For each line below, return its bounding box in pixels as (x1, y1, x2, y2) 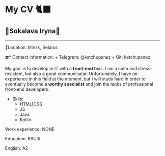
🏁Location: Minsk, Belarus (5, 45, 58, 50)
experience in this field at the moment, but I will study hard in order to (5, 76, 146, 81)
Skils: (12, 96, 24, 102)
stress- (138, 66, 153, 71)
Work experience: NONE (5, 126, 55, 132)
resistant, (5, 71, 24, 77)
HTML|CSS (19, 101, 43, 107)
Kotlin (19, 117, 31, 123)
